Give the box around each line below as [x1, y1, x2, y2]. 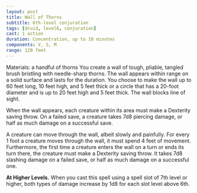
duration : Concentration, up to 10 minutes [6, 36, 115, 42]
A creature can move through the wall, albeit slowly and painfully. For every [6, 131, 190, 138]
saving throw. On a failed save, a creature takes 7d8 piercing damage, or [6, 113, 183, 120]
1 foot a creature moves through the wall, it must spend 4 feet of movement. [6, 137, 191, 144]
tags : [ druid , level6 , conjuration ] [6, 25, 96, 31]
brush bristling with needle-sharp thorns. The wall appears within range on [6, 69, 189, 77]
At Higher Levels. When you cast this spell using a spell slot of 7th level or [6, 173, 188, 181]
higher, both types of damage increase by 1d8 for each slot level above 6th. [6, 180, 190, 187]
